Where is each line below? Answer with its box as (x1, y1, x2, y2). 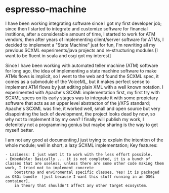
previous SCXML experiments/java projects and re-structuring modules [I (5, 47, 158, 53)
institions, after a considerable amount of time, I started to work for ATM (5, 31, 156, 37)
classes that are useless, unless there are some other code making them (5, 161, 164, 166)
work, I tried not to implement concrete (5, 165, 94, 170)
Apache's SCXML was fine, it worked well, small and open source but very (5, 105, 160, 111)
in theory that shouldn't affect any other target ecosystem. (14, 183, 148, 188)
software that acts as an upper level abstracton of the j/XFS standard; (5, 100, 150, 106)
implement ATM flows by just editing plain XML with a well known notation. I (5, 84, 163, 90)
